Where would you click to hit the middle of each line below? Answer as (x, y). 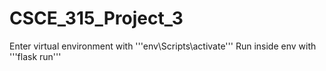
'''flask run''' (35, 56)
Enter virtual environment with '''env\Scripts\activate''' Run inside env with (163, 46)
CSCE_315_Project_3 (96, 18)
